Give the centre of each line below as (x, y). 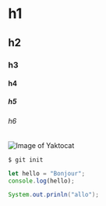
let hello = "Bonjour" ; (47, 173)
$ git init (26, 160)
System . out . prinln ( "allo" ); (54, 195)
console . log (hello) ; (42, 181)
